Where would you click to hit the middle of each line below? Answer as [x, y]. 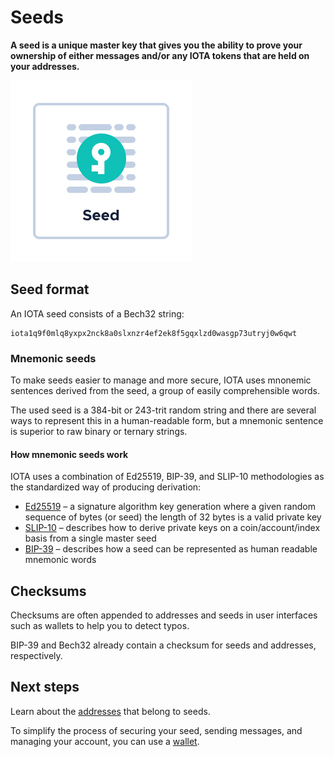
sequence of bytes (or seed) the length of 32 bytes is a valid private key [173, 517]
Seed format [50, 289]
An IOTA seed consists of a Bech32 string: [97, 313]
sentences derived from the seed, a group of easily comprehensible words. [165, 391]
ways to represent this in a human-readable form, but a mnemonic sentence [167, 421]
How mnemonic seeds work [69, 454]
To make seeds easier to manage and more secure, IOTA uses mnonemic [161, 380]
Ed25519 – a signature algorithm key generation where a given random [170, 507]
